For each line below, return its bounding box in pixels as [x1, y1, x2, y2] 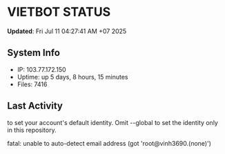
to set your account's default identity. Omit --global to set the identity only [7, 118, 219, 126]
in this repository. [7, 126, 57, 134]
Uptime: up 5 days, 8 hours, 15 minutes [17, 73, 128, 81]
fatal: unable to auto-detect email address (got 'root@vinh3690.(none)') [7, 139, 212, 147]
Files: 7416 [17, 80, 48, 88]
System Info [7, 47, 61, 59]
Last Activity [7, 100, 63, 112]
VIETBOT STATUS [7, 4, 111, 20]
